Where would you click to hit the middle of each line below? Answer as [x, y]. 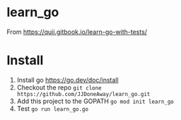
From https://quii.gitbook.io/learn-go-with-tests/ [77, 32]
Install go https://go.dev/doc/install [68, 80]
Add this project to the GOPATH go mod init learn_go [95, 101]
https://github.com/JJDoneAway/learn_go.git [83, 94]
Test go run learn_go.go [53, 108]
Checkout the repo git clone [59, 87]
